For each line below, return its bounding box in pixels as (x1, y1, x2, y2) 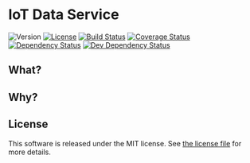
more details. (8, 147, 52, 157)
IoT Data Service (8, 6, 119, 24)
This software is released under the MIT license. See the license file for (8, 138, 242, 148)
